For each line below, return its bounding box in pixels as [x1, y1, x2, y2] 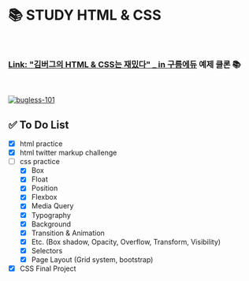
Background [31, 219, 72, 229]
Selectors [31, 245, 63, 255]
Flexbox [31, 193, 58, 202]
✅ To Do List [8, 118, 69, 131]
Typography [31, 210, 71, 219]
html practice [19, 139, 63, 148]
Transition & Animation [31, 228, 105, 238]
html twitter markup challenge [19, 148, 117, 158]
